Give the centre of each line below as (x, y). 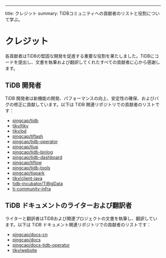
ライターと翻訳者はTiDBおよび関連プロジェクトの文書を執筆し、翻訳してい (81, 218)
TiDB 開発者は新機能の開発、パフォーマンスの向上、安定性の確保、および (80, 98)
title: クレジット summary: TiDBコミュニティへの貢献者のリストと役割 (76, 13)
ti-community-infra (31, 189)
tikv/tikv (20, 126)
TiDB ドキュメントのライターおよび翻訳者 (68, 206)
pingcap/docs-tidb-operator (41, 245)
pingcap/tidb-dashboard (37, 157)
